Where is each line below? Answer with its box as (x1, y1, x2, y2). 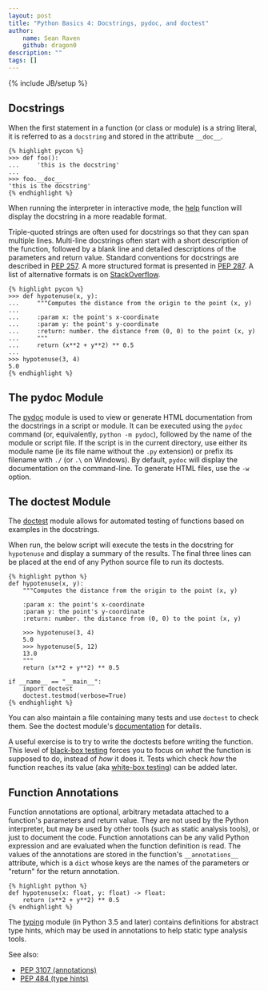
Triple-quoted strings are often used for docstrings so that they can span (8, 227, 250, 236)
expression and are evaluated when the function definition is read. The (8, 841, 242, 851)
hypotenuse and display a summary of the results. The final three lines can (8, 549, 252, 558)
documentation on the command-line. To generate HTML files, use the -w (8, 463, 250, 473)
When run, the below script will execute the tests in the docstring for (8, 540, 234, 550)
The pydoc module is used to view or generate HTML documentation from (8, 412, 253, 421)
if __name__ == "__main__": (8, 678, 102, 686)
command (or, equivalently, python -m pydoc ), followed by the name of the (8, 429, 252, 439)
